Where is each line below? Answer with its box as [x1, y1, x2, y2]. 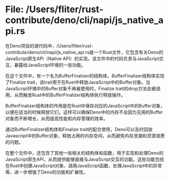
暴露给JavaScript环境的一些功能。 [14, 62, 86, 68]
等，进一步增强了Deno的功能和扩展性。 [5, 169, 88, 175]
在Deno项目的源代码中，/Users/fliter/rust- [5, 42, 93, 49]
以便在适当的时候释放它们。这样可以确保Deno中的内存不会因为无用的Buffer [5, 109, 163, 115]
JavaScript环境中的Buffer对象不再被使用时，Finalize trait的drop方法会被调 [5, 85, 160, 91]
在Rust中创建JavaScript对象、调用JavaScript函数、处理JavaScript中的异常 [5, 162, 162, 169]
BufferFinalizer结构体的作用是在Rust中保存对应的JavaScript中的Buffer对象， [5, 102, 165, 109]
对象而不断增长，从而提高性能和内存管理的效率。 [5, 115, 108, 121]
